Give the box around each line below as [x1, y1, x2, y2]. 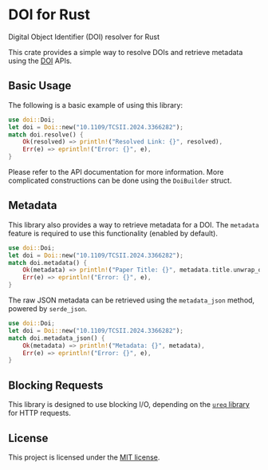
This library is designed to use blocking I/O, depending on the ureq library [8, 400, 250, 409]
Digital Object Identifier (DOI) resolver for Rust [8, 32, 160, 41]
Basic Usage [8, 79, 72, 93]
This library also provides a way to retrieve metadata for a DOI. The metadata [8, 219, 259, 229]
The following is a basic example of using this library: [8, 100, 183, 109]
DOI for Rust [8, 6, 90, 24]
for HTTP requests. [8, 409, 72, 418]
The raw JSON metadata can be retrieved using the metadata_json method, [8, 295, 255, 305]
